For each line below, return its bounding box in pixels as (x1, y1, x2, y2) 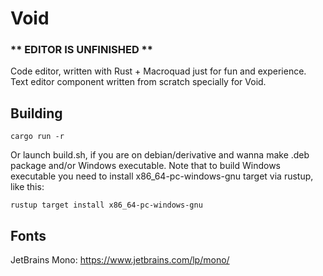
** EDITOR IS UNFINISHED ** (10, 43, 153, 57)
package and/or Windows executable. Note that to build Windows (10, 160, 281, 172)
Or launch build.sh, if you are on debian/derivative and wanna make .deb (10, 149, 310, 161)
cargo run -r (10, 132, 65, 142)
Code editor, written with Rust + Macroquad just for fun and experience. (10, 65, 307, 77)
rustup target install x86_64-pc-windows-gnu (10, 200, 203, 211)
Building (10, 105, 63, 122)
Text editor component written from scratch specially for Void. (10, 76, 267, 88)
